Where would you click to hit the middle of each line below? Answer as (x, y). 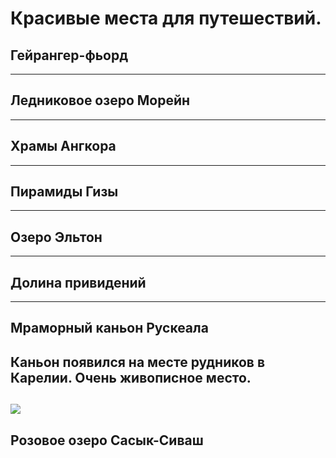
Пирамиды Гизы (64, 192)
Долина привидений (78, 282)
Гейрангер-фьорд (69, 55)
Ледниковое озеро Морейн (100, 100)
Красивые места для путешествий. (166, 18)
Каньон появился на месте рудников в (138, 362)
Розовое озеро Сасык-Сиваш (107, 440)
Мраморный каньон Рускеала (109, 328)
